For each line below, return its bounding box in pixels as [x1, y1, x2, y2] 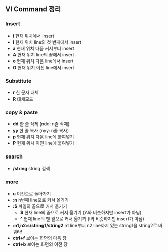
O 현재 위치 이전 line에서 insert [12, 64, 74, 70]
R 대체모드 [12, 96, 34, 102]
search [5, 153, 23, 160]
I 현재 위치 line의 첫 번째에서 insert [12, 39, 82, 45]
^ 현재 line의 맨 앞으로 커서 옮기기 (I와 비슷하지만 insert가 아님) [20, 215, 144, 222]
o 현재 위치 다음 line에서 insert [12, 58, 74, 64]
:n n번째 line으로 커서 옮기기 [12, 197, 69, 203]
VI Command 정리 [5, 5, 61, 14]
